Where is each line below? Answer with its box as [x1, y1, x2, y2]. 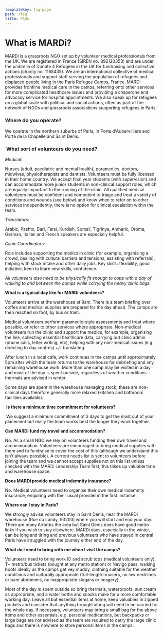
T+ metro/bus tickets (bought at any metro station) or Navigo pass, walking [5, 561, 156, 567]
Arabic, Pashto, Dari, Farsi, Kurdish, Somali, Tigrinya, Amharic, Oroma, [5, 226, 146, 232]
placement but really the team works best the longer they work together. [5, 418, 150, 424]
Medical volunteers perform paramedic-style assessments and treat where [5, 319, 155, 325]
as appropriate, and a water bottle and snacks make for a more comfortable [5, 591, 157, 597]
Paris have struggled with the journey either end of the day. [5, 537, 124, 543]
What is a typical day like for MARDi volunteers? [5, 289, 105, 295]
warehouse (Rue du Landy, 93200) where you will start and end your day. [5, 516, 153, 522]
